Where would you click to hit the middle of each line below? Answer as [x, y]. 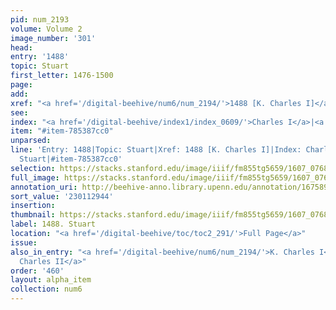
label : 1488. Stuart [53, 224]
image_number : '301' [53, 38]
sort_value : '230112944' [62, 196]
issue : [24, 242]
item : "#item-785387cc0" [62, 131]
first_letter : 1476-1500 [62, 76]
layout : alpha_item [51, 280]
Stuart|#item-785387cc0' [71, 159]
